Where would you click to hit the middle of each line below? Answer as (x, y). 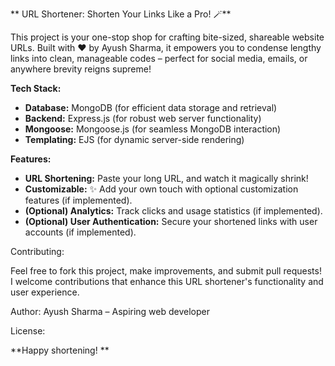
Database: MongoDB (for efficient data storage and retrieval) (151, 107)
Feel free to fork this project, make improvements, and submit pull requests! (166, 271)
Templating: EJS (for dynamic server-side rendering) (134, 139)
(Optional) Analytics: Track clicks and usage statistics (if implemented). (173, 211)
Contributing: (37, 251)
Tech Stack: (36, 88)
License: (28, 331)
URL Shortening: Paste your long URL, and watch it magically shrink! (166, 178)
